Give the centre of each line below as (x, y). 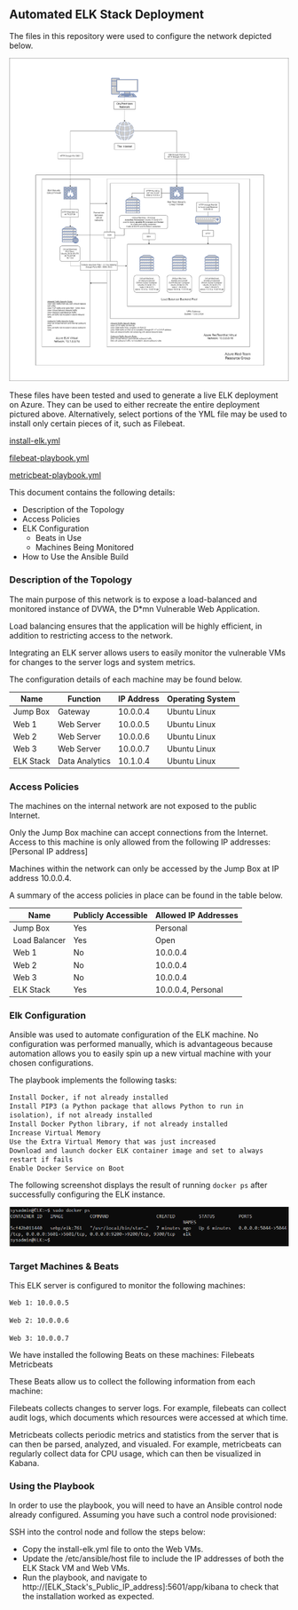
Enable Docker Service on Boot (67, 1168)
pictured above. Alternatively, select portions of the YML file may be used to (148, 414)
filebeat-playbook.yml (49, 458)
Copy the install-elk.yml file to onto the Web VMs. (113, 1550)
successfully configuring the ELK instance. (87, 1194)
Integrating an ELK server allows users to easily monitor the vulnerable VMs (148, 653)
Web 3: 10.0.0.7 (39, 1339)
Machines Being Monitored (85, 547)
